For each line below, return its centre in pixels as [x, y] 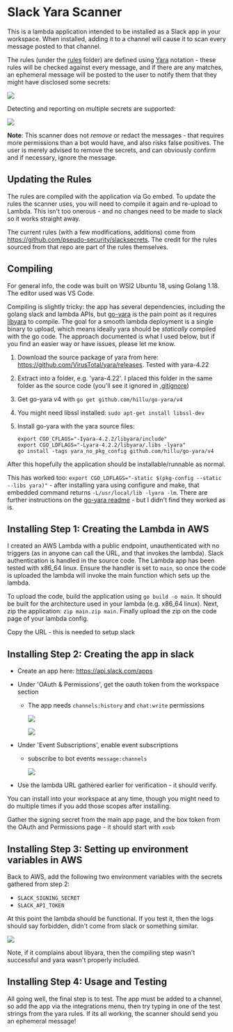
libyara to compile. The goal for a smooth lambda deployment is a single [110, 321]
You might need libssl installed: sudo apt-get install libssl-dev [111, 412]
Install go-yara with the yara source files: [76, 426]
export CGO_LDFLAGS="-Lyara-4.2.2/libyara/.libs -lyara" [102, 445]
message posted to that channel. [54, 46]
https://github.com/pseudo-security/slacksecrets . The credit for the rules [112, 239]
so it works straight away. [44, 218]
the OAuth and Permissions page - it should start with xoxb [91, 827]
